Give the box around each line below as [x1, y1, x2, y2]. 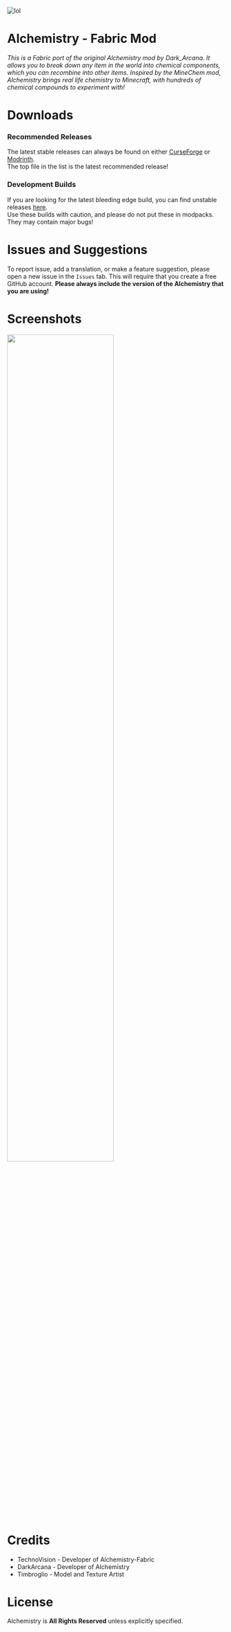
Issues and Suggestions [7, 242, 148, 258]
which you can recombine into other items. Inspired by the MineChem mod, [7, 68, 221, 76]
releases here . [7, 203, 48, 211]
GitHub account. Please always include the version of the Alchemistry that [7, 279, 224, 287]
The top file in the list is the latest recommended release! [7, 163, 169, 171]
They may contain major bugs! [7, 217, 94, 226]
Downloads [7, 107, 74, 123]
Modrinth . [7, 155, 35, 163]
